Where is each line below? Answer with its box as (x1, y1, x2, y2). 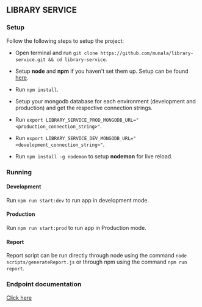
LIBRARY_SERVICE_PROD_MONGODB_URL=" (45, 117, 139, 123)
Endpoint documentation (6, 280, 82, 289)
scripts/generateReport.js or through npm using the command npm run (6, 258, 187, 265)
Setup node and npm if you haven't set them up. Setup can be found (15, 67, 189, 75)
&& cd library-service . (48, 55, 108, 63)
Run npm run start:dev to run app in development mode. (6, 196, 150, 204)
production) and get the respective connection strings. (15, 104, 153, 111)
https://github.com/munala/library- (100, 50, 194, 56)
